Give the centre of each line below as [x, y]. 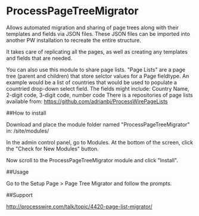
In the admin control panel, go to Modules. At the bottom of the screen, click [100, 142]
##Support [19, 195]
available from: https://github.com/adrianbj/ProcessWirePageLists [87, 101]
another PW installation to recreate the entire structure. [74, 40]
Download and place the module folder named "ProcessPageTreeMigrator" [98, 124]
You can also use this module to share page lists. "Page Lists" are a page [96, 69]
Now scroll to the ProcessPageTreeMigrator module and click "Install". [92, 160]
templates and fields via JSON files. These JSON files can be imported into [98, 33]
